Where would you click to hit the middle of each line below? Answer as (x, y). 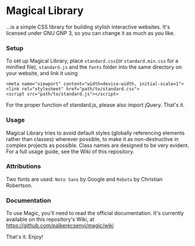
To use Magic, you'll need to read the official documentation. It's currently (95, 213)
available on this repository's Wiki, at (50, 219)
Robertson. (19, 185)
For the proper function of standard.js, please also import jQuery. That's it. (95, 105)
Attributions (24, 166)
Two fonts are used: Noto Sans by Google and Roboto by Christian (84, 179)
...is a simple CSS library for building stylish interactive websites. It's (88, 27)
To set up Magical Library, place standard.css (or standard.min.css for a (92, 61)
